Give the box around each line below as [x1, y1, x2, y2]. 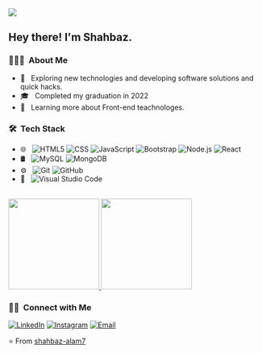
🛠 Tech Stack [8, 123, 66, 134]
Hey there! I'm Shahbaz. [8, 31, 133, 44]
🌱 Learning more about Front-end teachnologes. [19, 102, 185, 112]
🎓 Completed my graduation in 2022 [19, 90, 149, 100]
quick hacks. [19, 81, 63, 91]
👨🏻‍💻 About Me [8, 55, 69, 66]
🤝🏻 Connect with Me [8, 301, 92, 313]
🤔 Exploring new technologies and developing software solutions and [19, 73, 254, 83]
